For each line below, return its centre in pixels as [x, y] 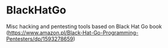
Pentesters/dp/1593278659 [40, 39]
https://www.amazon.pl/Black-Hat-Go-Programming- [73, 32]
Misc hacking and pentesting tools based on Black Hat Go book [84, 26]
